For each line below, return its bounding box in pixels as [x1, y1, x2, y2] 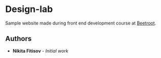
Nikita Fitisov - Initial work [12, 47, 68, 53]
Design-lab [5, 3, 53, 15]
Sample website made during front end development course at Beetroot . [5, 20, 156, 26]
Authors [5, 34, 32, 43]
